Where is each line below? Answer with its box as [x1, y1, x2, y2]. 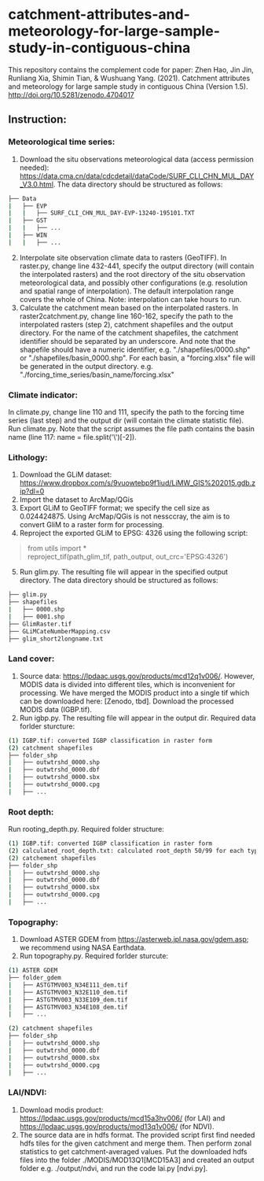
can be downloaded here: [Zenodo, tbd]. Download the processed [19, 696, 234, 706]
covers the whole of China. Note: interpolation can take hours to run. [19, 294, 242, 304]
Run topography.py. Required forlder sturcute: [19, 951, 169, 961]
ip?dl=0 [19, 486, 45, 496]
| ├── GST [8, 216, 47, 225]
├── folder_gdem [8, 974, 61, 982]
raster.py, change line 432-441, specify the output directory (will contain [19, 261, 255, 271]
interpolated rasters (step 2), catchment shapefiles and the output [19, 319, 233, 329]
